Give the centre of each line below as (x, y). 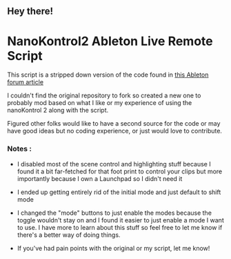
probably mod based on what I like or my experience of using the (100, 103)
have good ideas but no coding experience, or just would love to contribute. (115, 131)
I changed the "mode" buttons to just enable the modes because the (114, 213)
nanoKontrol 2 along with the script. (58, 111)
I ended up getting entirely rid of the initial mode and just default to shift (119, 192)
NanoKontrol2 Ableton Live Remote (110, 41)
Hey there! (30, 11)
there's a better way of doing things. (69, 235)
